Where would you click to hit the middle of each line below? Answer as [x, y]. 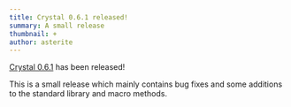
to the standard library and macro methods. [88, 94]
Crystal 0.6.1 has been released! [67, 67]
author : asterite [41, 42]
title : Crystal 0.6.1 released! [69, 17]
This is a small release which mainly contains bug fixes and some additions [146, 84]
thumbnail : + [33, 34]
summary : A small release [57, 26]
